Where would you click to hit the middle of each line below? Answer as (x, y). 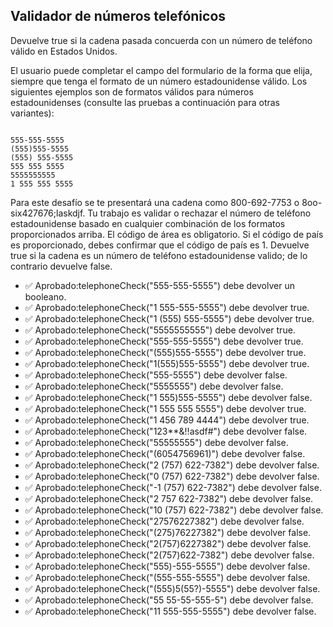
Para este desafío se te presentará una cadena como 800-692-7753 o (155, 202)
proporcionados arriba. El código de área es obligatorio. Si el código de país (167, 234)
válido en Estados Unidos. (64, 51)
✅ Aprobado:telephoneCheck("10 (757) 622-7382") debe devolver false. (174, 510)
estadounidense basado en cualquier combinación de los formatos (148, 223)
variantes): (32, 113)
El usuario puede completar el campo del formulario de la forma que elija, (161, 70)
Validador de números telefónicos (118, 16)
